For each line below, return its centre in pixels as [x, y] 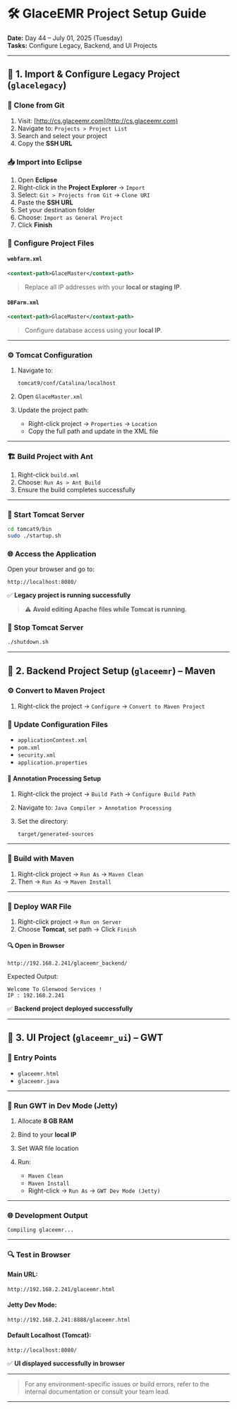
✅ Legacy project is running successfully [69, 595]
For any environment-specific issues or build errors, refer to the [117, 1384]
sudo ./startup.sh [34, 536]
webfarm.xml [25, 259]
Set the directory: [43, 822]
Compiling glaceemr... [41, 1230]
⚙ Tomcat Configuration [50, 355]
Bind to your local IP [47, 1135]
